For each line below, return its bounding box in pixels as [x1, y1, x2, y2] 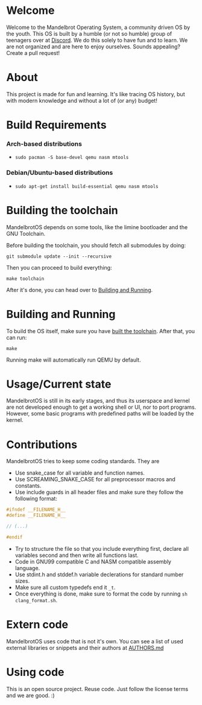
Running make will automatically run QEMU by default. [6, 356, 141, 363]
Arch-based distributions [6, 140, 83, 148]
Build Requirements [6, 119, 107, 132]
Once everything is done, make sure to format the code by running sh [14, 590, 188, 597]
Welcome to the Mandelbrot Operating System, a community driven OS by [6, 24, 191, 31]
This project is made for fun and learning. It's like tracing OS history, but [6, 90, 185, 97]
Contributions [6, 438, 77, 451]
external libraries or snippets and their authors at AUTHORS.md [6, 644, 164, 651]
